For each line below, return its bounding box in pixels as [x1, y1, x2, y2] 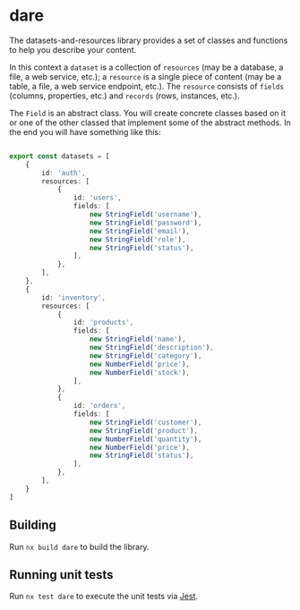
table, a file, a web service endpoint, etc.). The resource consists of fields [9, 80, 285, 91]
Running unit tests [9, 567, 114, 582]
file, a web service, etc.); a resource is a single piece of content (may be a [9, 71, 282, 81]
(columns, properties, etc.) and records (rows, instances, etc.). [9, 90, 240, 101]
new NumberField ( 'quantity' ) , [89, 435, 202, 444]
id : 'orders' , [73, 402, 126, 411]
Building [9, 518, 56, 533]
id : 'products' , [73, 318, 134, 327]
